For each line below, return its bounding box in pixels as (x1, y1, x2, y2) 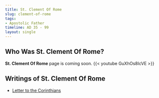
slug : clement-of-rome (5, 12, 51, 16)
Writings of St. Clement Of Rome (5, 75, 106, 83)
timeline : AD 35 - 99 (5, 25, 49, 30)
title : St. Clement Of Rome (5, 7, 62, 12)
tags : (5, 16, 16, 21)
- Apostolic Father (5, 20, 45, 26)
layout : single (5, 30, 36, 34)
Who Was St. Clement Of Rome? (5, 48, 105, 56)
